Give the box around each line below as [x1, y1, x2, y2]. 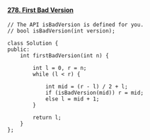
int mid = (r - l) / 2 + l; [45, 83, 129, 91]
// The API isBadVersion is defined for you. [7, 21, 144, 28]
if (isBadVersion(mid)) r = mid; [45, 89, 144, 97]
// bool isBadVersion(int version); [7, 28, 115, 35]
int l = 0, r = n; [33, 64, 87, 72]
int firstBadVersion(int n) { [20, 52, 110, 59]
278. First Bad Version [7, 6, 74, 14]
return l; [33, 114, 62, 122]
